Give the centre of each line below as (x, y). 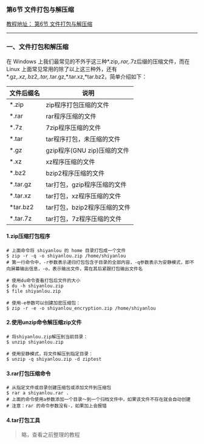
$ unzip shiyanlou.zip (35, 342)
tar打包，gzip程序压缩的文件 (86, 185)
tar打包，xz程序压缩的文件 (83, 196)
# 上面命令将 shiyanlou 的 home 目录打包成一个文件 (66, 250)
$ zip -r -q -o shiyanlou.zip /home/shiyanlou (66, 256)
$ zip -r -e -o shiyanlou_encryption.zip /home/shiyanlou (81, 308)
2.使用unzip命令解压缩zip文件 (44, 323)
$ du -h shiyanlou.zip (35, 286)
